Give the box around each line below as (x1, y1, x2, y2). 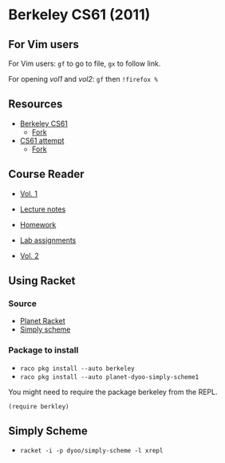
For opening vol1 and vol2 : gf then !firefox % (8, 74, 158, 83)
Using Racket (8, 274, 76, 288)
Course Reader (8, 167, 85, 181)
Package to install (8, 344, 79, 356)
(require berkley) (8, 402, 69, 410)
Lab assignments (19, 235, 77, 245)
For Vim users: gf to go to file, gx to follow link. (8, 58, 161, 68)
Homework (19, 219, 57, 229)
